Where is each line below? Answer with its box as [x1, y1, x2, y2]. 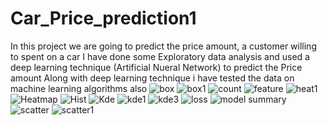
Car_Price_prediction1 [10, 7, 197, 30]
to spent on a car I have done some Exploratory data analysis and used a [10, 50, 310, 62]
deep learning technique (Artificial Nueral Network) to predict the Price [10, 61, 303, 73]
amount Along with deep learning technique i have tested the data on [10, 72, 295, 84]
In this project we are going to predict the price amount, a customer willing [10, 40, 317, 52]
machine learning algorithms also [10, 82, 148, 94]
